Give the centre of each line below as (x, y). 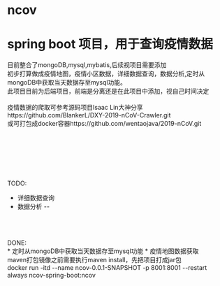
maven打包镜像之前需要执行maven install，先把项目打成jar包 (94, 260)
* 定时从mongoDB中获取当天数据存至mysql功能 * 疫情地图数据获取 (103, 251)
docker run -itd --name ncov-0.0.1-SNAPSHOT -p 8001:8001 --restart (107, 268)
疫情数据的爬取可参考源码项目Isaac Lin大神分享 (75, 108)
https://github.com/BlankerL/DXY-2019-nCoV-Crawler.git (89, 115)
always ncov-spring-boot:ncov (51, 276)
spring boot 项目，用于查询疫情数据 (110, 44)
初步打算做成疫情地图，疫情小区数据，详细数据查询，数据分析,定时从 (106, 74)
